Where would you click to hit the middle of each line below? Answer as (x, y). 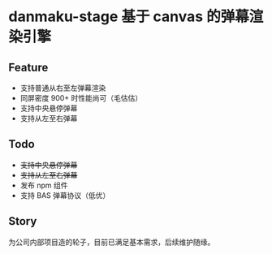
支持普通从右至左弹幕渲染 (63, 88)
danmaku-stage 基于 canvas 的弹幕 (129, 17)
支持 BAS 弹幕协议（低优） (65, 195)
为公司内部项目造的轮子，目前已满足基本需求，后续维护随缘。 (112, 242)
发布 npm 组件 (44, 185)
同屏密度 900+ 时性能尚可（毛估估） (81, 98)
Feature (28, 67)
